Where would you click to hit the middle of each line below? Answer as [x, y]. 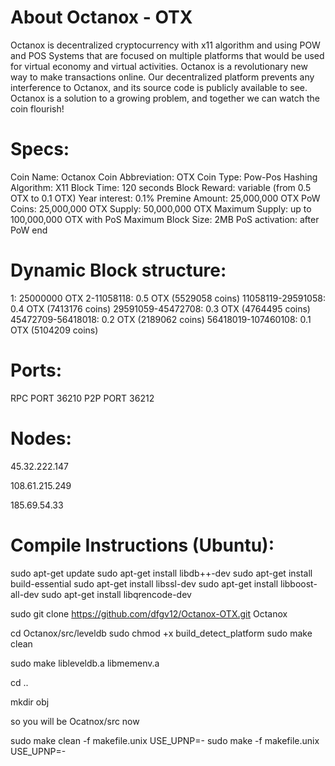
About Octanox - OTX [101, 17]
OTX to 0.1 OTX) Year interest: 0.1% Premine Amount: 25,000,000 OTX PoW [165, 198]
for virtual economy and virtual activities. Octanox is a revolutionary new [159, 66]
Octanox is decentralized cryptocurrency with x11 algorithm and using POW [165, 45]
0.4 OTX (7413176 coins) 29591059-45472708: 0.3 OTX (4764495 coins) [160, 308]
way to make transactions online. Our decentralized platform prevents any [162, 77]
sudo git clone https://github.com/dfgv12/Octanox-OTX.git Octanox [149, 613]
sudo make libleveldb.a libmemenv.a [85, 663]
